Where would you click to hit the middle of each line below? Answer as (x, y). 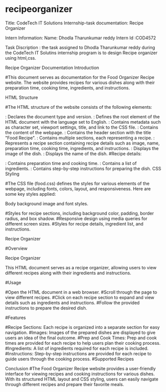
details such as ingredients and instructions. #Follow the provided (73, 303)
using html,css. (21, 58)
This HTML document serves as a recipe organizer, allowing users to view (81, 267)
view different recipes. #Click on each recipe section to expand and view (80, 297)
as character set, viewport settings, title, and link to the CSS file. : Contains (82, 127)
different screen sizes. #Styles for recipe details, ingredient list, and (74, 224)
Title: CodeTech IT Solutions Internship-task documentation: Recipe (74, 23)
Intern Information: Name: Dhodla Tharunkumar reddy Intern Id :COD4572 (81, 38)
